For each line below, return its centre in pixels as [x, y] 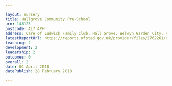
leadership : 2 [20, 52]
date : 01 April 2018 [27, 67]
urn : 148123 [18, 24]
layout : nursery [23, 14]
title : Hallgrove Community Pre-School [48, 19]
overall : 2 [17, 62]
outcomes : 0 [18, 57]
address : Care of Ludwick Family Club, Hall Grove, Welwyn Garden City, [84, 34]
